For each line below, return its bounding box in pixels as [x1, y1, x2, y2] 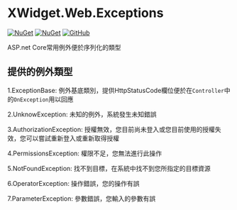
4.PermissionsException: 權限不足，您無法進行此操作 [7, 149, 162, 157]
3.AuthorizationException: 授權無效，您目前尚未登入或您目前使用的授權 [7, 125, 215, 133]
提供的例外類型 [7, 66, 73, 78]
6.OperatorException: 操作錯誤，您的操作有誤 [7, 179, 140, 187]
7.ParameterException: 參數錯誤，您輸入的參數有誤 [7, 194, 156, 203]
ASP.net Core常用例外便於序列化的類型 [7, 43, 121, 51]
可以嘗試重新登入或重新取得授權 [26, 133, 119, 143]
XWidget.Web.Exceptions [7, 5, 164, 21]
